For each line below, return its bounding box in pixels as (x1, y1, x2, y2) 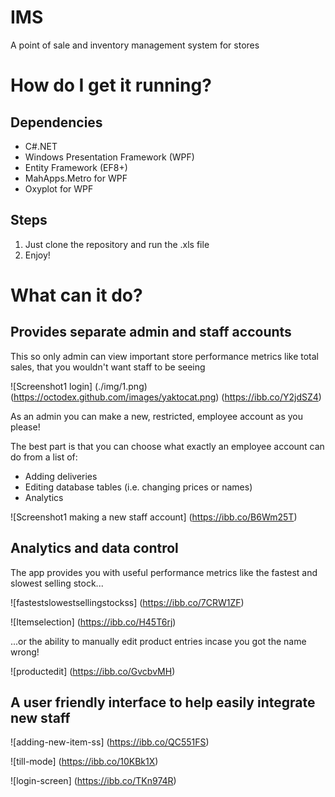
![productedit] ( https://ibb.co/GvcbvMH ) (10, 665, 176, 677)
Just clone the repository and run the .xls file (24, 238, 210, 250)
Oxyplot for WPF (24, 182, 94, 195)
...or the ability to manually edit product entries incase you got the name (10, 635, 307, 647)
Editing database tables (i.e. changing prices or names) (24, 481, 253, 493)
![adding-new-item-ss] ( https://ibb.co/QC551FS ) (10, 736, 210, 748)
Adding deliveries (24, 470, 98, 482)
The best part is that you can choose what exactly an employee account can (10, 440, 325, 452)
